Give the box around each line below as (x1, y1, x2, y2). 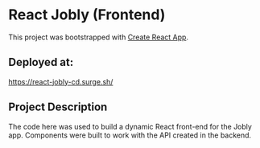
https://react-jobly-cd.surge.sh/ (8, 76, 113, 86)
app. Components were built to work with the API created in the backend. (8, 130, 252, 140)
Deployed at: (8, 55, 74, 69)
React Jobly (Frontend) (8, 6, 166, 24)
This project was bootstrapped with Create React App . (8, 32, 189, 42)
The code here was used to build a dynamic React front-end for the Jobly (8, 121, 252, 131)
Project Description (8, 101, 108, 114)
